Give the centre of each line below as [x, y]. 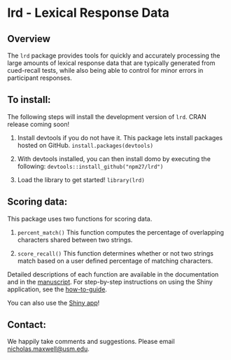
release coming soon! [38, 124]
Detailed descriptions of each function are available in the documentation [113, 274]
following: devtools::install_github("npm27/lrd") [90, 166]
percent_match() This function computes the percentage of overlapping [120, 232]
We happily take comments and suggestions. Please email [91, 342]
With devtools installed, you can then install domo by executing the [114, 158]
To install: [29, 100]
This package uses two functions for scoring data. [80, 219]
